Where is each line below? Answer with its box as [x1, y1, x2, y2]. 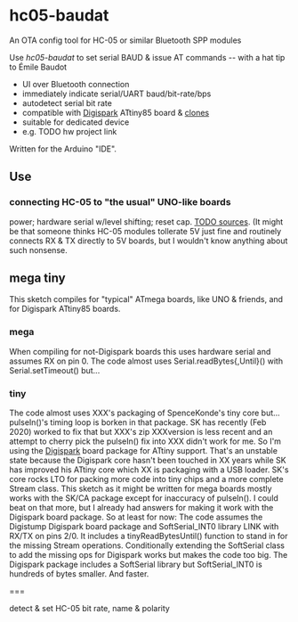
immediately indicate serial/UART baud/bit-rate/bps [21, 88, 212, 99]
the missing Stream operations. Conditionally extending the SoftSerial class [9, 540, 285, 551]
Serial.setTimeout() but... [9, 364, 101, 375]
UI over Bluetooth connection [21, 78, 130, 89]
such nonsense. [9, 244, 68, 255]
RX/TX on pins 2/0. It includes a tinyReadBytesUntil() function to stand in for [9, 531, 288, 542]
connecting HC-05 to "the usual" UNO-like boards [9, 196, 231, 209]
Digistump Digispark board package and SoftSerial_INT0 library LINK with [9, 521, 279, 532]
